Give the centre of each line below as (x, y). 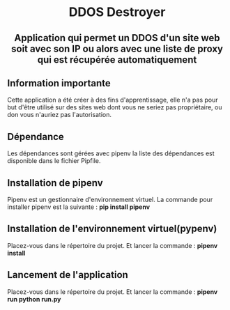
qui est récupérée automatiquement (117, 60)
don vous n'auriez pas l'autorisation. (59, 115)
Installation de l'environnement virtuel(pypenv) (112, 229)
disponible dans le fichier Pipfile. (54, 161)
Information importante (59, 83)
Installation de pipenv (55, 183)
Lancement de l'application (68, 275)
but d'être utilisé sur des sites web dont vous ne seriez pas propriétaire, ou (115, 107)
